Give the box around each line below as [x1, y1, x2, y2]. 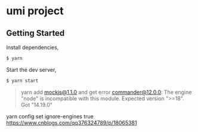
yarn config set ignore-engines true [6, 112, 94, 120]
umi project [6, 4, 64, 18]
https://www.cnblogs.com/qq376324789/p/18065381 [6, 119, 137, 126]
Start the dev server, [6, 66, 57, 73]
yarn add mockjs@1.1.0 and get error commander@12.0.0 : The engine [20, 88, 192, 96]
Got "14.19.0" [20, 101, 52, 108]
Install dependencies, [6, 44, 59, 51]
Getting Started [6, 28, 65, 38]
